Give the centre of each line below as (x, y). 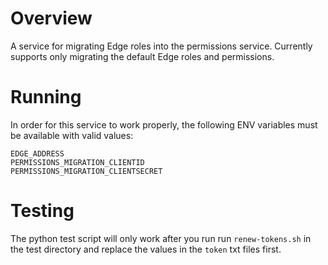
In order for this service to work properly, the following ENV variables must (164, 124)
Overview (51, 18)
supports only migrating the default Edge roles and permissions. (142, 56)
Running (46, 97)
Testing (42, 211)
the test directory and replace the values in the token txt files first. (146, 249)
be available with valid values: (72, 135)
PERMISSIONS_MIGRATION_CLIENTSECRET (86, 171)
